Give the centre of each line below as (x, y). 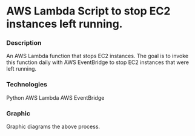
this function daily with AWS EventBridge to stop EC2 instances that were (98, 62)
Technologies (27, 85)
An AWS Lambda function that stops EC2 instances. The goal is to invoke (97, 56)
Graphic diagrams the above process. (53, 127)
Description (24, 43)
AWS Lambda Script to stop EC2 (88, 11)
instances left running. (64, 24)
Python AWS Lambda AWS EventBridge (55, 97)
